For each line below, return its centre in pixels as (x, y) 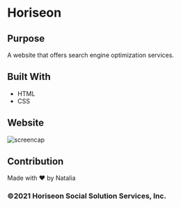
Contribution (36, 162)
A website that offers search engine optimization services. (90, 55)
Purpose (26, 39)
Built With (29, 77)
